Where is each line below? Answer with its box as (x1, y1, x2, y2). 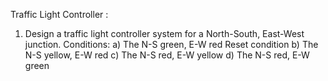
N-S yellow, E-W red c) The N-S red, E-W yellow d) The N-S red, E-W (24, 49, 310, 61)
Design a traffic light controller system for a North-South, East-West (24, 28, 305, 39)
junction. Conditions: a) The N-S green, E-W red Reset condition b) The (24, 39, 319, 50)
